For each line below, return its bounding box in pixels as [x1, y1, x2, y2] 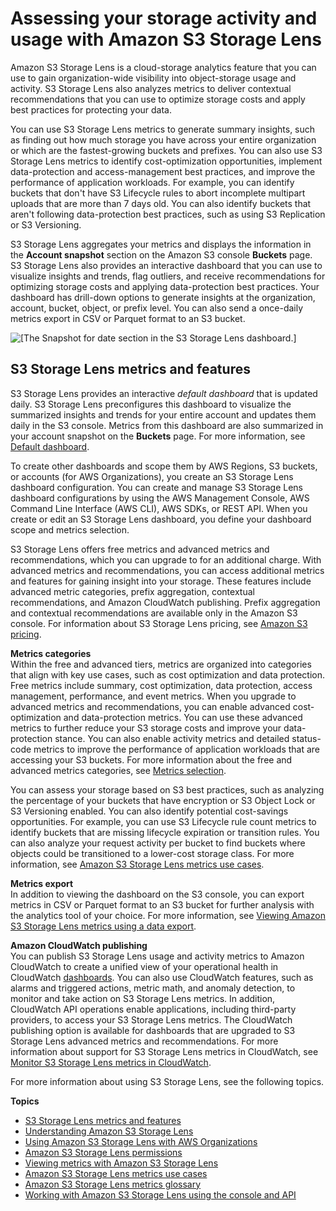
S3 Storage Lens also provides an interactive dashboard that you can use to [10, 259, 323, 271]
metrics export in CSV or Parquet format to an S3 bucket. [10, 312, 246, 324]
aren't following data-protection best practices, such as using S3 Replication [10, 208, 326, 220]
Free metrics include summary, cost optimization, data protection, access [10, 679, 313, 691]
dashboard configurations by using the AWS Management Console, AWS [10, 492, 310, 504]
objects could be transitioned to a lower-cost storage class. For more [10, 847, 295, 859]
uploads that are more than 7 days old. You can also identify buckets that [10, 197, 312, 209]
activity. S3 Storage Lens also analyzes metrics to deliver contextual [10, 82, 292, 94]
